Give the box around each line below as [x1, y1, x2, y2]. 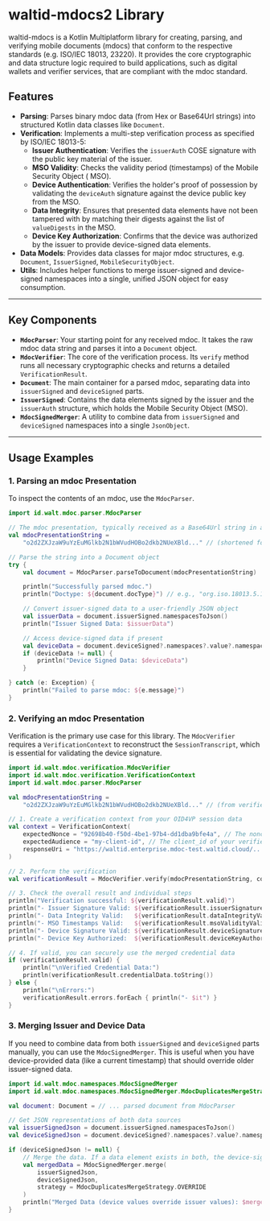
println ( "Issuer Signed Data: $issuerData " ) [22, 619, 174, 627]
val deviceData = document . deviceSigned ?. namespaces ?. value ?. [22, 642, 235, 650]
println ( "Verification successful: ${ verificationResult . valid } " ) [8, 896, 235, 905]
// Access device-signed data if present [22, 634, 163, 642]
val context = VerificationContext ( [8, 823, 131, 831]
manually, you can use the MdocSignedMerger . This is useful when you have [8, 1047, 255, 1057]
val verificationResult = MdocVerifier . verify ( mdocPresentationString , [8, 875, 253, 883]
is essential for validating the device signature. [8, 748, 162, 758]
